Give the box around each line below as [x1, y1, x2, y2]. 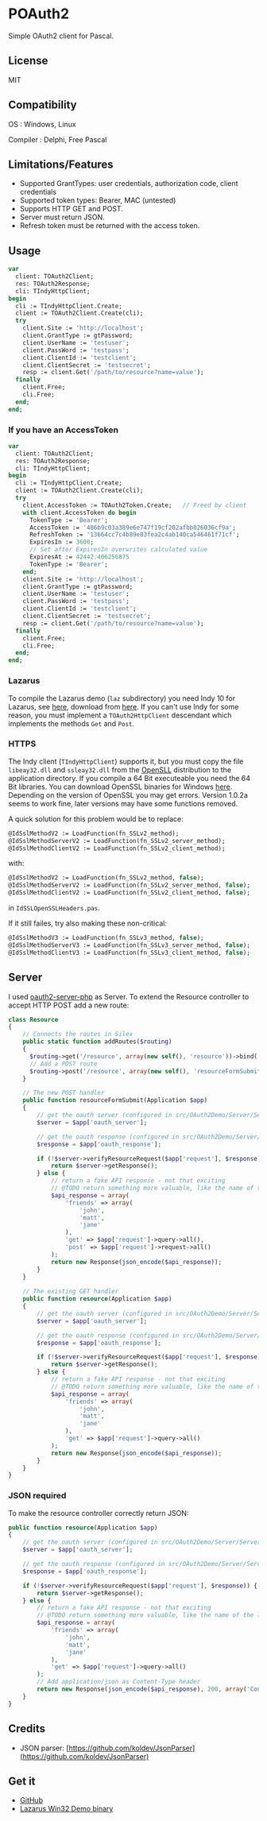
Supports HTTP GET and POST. [19, 204, 123, 214]
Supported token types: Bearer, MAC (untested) [19, 195, 176, 205]
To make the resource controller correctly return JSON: [8, 1508, 189, 1517]
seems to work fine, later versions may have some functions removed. [8, 798, 238, 808]
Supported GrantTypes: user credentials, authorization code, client [19, 179, 238, 188]
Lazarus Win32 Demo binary [19, 1804, 114, 1814]
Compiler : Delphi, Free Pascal [8, 134, 107, 144]
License [8, 54, 48, 68]
